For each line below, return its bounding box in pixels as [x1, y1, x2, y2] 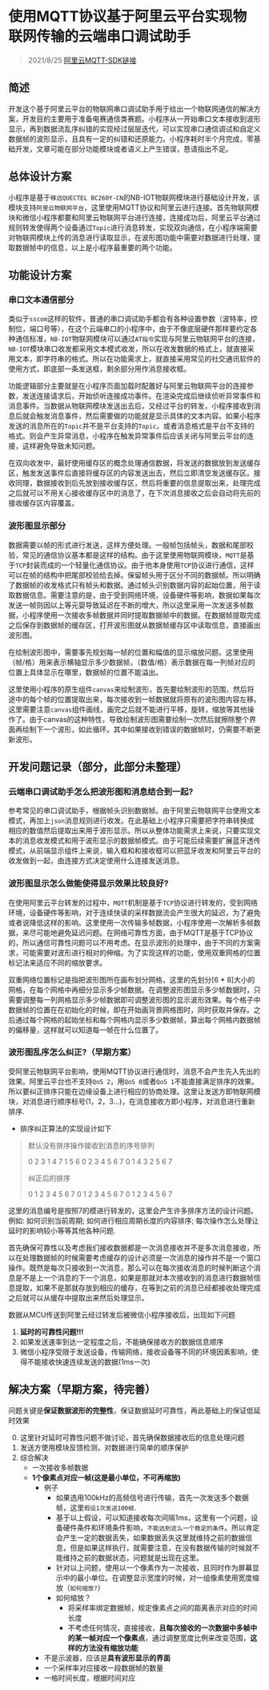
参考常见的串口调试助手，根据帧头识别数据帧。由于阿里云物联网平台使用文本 [8, 806, 261, 816]
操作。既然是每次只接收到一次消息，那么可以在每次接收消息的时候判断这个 [8, 1263, 254, 1273]
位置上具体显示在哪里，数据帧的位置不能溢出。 [8, 667, 163, 677]
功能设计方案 [8, 268, 72, 281]
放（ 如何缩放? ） [55, 1583, 105, 1592]
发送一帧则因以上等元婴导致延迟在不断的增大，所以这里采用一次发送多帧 [8, 600, 247, 610]
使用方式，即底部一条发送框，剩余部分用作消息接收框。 [8, 364, 191, 373]
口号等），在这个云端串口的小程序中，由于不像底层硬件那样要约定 [35, 324, 251, 333]
